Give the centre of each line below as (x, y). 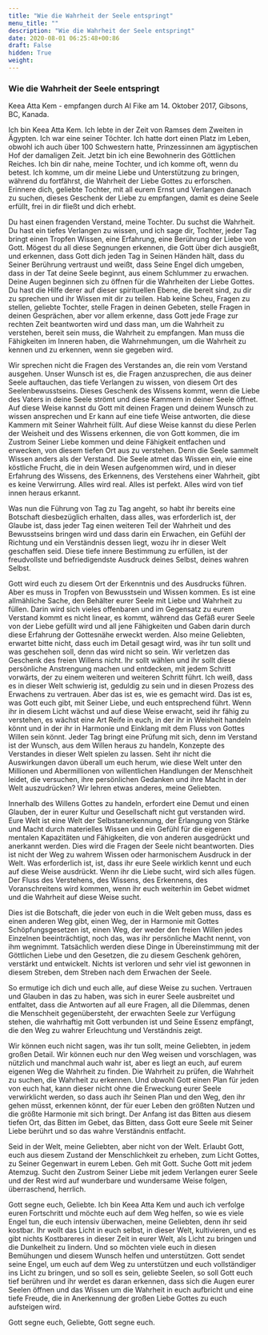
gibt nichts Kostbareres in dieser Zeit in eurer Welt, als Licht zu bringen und (132, 1239)
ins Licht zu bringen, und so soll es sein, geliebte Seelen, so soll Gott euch (131, 1273)
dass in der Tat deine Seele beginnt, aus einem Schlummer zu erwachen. (129, 273)
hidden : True (30, 53)
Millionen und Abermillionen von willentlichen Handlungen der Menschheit (131, 771)
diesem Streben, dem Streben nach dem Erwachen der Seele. (110, 972)
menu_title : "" (34, 23)
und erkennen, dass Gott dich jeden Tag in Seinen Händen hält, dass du (126, 256)
